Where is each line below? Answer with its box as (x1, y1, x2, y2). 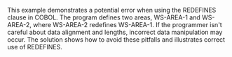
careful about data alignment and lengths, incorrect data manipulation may (7, 28, 223, 36)
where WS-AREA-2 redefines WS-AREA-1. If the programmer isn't (32, 21, 222, 28)
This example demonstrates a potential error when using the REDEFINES (7, 6, 217, 14)
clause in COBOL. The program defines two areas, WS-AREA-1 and (7, 13, 201, 22)
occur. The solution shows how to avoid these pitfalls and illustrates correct (7, 35, 226, 44)
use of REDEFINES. (7, 43, 63, 51)
